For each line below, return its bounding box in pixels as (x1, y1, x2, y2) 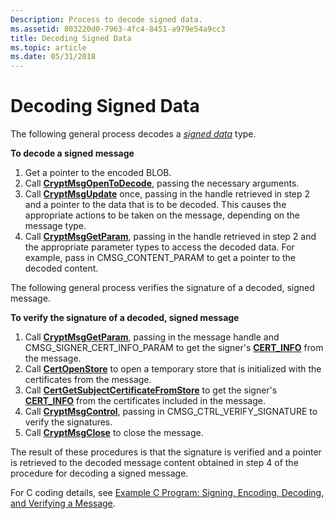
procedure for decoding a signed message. (10, 467, 189, 480)
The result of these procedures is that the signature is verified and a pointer (10, 446, 322, 458)
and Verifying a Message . (10, 497, 116, 510)
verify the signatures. (24, 416, 113, 428)
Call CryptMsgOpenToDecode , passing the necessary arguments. (24, 177, 300, 190)
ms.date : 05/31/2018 (10, 52, 97, 62)
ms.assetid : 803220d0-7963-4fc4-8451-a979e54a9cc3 (10, 24, 226, 34)
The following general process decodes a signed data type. (10, 128, 257, 140)
